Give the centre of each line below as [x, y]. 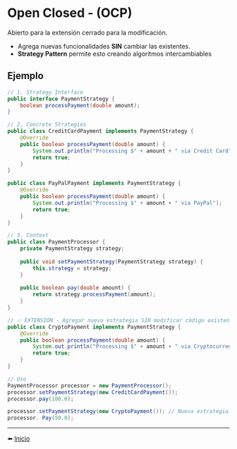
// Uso [17, 379]
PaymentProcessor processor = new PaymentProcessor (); [90, 385]
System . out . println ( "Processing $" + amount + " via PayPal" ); [127, 203]
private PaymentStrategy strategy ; [72, 249]
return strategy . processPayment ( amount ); [95, 294]
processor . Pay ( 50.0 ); [41, 418]
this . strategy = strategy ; [72, 268]
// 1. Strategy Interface [45, 92]
